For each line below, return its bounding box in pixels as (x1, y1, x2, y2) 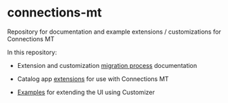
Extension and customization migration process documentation (17, 61, 198, 69)
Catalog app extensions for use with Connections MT (17, 74, 169, 83)
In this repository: (7, 48, 57, 56)
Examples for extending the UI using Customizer (17, 88, 155, 96)
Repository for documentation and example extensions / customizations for (7, 27, 222, 36)
